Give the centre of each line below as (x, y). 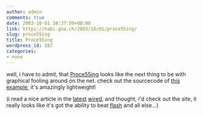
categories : (21, 51)
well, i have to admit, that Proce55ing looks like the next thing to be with (96, 74)
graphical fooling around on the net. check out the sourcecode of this (93, 80)
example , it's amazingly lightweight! (51, 87)
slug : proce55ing (28, 34)
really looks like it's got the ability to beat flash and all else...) (83, 105)
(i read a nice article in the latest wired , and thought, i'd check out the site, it (101, 99)
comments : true (26, 18)
